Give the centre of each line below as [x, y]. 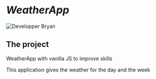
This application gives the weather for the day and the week [78, 70]
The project [27, 44]
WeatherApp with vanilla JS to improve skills [59, 58]
